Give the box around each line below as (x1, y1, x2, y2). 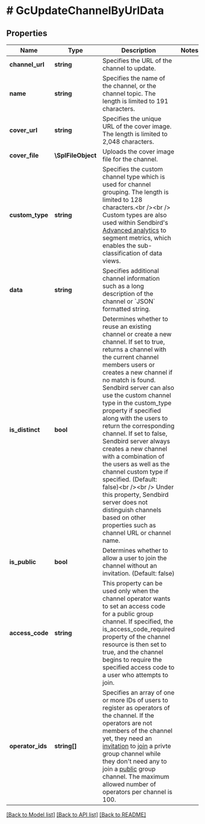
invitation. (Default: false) (103, 569, 175, 578)
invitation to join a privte (103, 742, 171, 750)
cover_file (9, 151, 39, 160)
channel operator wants (103, 594, 171, 603)
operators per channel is (103, 788, 173, 796)
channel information (103, 274, 160, 282)
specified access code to (103, 663, 175, 671)
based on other (103, 513, 146, 521)
